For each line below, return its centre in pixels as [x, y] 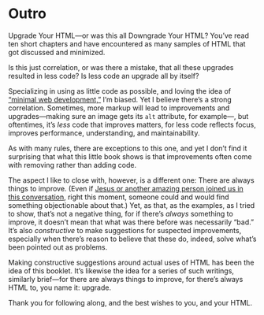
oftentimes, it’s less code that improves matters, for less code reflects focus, [132, 124]
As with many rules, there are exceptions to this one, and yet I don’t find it [128, 148]
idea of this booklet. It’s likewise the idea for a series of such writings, [121, 271]
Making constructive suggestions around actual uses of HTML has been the [131, 262]
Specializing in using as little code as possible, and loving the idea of [120, 91]
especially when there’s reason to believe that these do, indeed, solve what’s [133, 239]
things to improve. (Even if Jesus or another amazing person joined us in [126, 188]
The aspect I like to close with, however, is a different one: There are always [131, 180]
